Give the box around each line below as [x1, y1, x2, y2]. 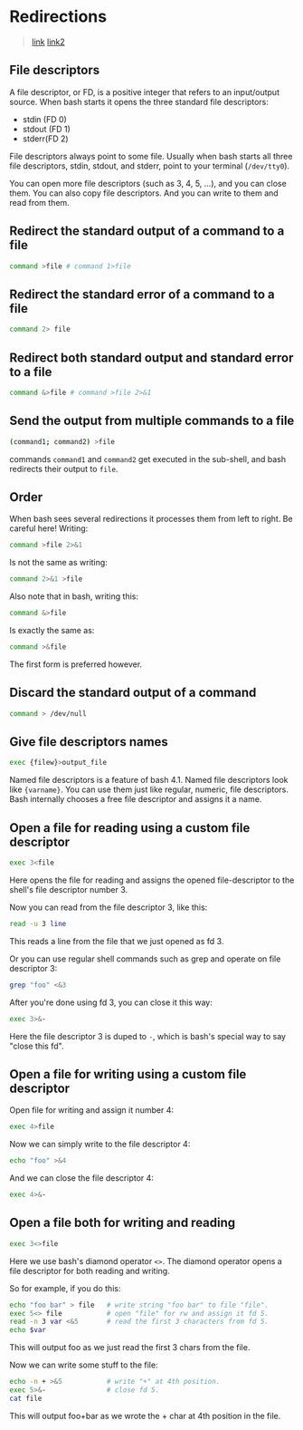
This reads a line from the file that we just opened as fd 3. [9, 935, 224, 946]
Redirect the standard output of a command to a [9, 224, 285, 239]
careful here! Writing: [9, 523, 89, 534]
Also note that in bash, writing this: [9, 591, 138, 602]
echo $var [9, 1326, 47, 1335]
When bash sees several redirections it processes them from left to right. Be [9, 514, 293, 525]
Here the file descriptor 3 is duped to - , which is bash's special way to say [9, 1030, 287, 1041]
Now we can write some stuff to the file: [9, 1359, 158, 1370]
